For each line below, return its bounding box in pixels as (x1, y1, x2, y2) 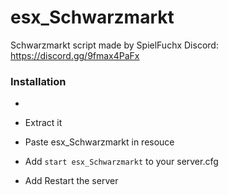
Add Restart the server (24, 175, 119, 187)
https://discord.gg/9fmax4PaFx (10, 49, 140, 61)
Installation (10, 74, 67, 88)
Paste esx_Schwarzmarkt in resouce (24, 136, 175, 148)
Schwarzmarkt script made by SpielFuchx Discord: (10, 39, 219, 51)
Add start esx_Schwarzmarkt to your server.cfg (24, 156, 219, 168)
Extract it (24, 117, 63, 129)
